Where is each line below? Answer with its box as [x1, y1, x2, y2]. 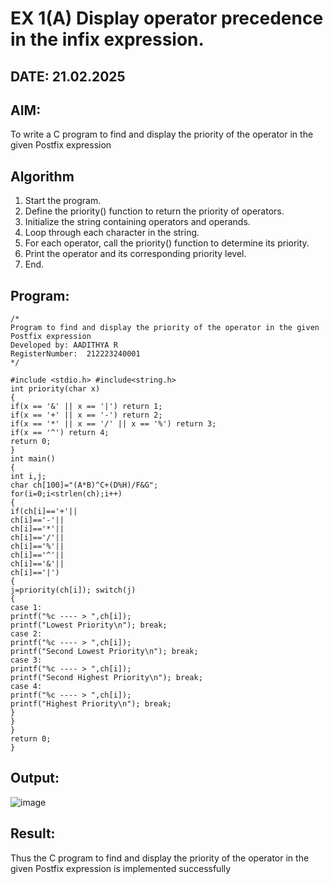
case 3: [10, 655, 43, 666]
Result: [10, 825, 56, 842]
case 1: [10, 603, 43, 613]
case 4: [10, 682, 43, 692]
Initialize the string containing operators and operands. [24, 216, 251, 228]
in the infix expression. [10, 28, 205, 51]
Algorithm [10, 168, 75, 185]
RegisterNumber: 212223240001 [10, 349, 141, 359]
